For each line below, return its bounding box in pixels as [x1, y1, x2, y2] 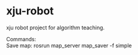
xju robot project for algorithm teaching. [6, 24, 105, 31]
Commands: [6, 35, 37, 42]
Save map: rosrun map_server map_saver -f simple [6, 42, 132, 49]
